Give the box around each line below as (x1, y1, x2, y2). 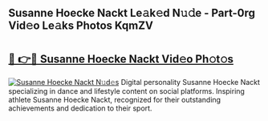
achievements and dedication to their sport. (8, 103, 152, 113)
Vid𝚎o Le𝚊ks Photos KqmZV (8, 19, 154, 33)
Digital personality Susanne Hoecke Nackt (120, 78, 261, 87)
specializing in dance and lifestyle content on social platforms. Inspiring (8, 87, 245, 95)
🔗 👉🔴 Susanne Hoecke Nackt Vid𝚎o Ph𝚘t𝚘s (8, 52, 234, 66)
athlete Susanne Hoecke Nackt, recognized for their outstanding (8, 95, 221, 104)
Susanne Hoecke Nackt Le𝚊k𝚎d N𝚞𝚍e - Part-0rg (8, 6, 255, 20)
